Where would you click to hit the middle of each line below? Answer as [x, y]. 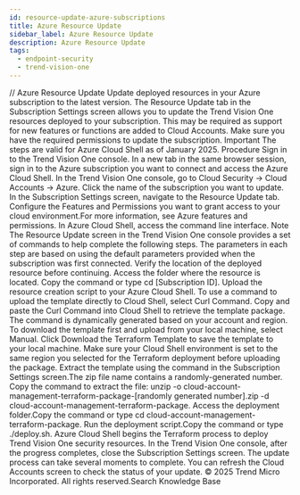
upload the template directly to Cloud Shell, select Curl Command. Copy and [150, 301]
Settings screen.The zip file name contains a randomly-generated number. [146, 376]
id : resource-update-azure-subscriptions [87, 17]
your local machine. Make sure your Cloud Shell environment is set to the [144, 348]
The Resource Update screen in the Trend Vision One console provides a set [150, 235]
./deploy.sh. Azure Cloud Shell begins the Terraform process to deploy [139, 433]
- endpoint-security [55, 59]
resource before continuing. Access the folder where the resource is [135, 272]
